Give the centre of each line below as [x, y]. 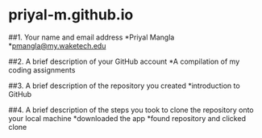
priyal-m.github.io [71, 15]
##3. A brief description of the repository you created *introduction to [124, 86]
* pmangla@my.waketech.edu [57, 45]
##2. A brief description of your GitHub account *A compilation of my [124, 61]
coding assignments [42, 69]
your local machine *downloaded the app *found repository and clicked [127, 118]
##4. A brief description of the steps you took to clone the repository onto [131, 110]
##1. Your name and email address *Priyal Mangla [91, 37]
